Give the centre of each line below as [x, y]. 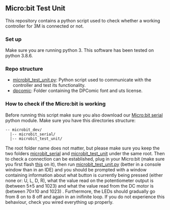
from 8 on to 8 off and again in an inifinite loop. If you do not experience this [85, 197]
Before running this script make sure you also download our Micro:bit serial [84, 115]
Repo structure [24, 69]
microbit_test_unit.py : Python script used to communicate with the [82, 80]
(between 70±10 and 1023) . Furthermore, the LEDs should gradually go [80, 191]
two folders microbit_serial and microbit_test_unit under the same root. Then [85, 153]
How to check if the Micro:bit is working [55, 104]
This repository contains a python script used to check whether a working [83, 20]
